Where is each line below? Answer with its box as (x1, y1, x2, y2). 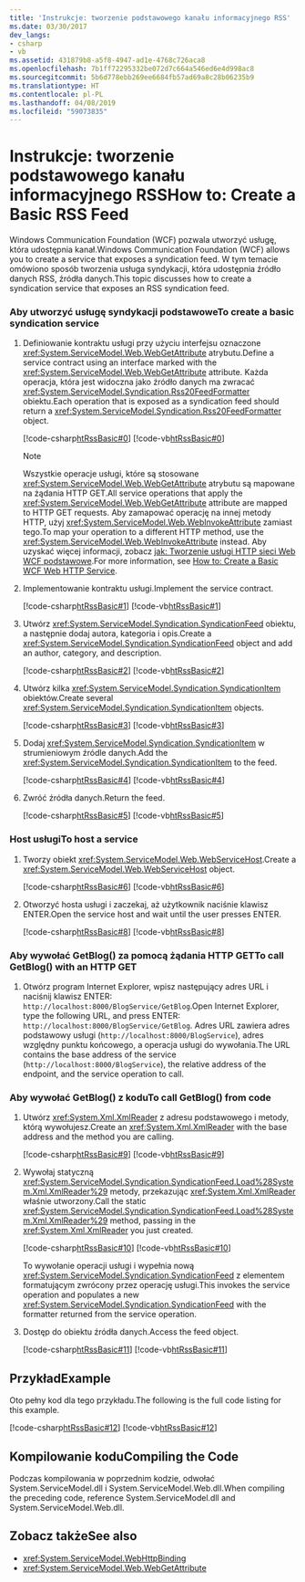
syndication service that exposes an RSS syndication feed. (9, 283, 229, 294)
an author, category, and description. (22, 647, 162, 658)
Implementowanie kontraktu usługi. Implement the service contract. (22, 583, 274, 594)
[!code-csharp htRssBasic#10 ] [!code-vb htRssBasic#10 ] (22, 1242, 232, 1253)
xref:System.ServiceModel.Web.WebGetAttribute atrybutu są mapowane (22, 478, 296, 489)
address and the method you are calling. (22, 1131, 175, 1142)
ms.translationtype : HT (9, 81, 100, 90)
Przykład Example (9, 1370, 111, 1386)
